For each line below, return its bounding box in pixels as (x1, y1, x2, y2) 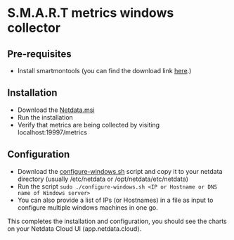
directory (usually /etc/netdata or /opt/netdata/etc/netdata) (17, 175, 188, 183)
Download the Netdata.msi (17, 106, 95, 114)
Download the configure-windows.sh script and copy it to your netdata (17, 167, 223, 175)
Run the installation (17, 113, 74, 121)
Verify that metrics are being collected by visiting (17, 120, 160, 129)
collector (7, 20, 61, 36)
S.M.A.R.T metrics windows (7, 5, 174, 21)
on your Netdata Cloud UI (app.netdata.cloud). (7, 224, 142, 233)
